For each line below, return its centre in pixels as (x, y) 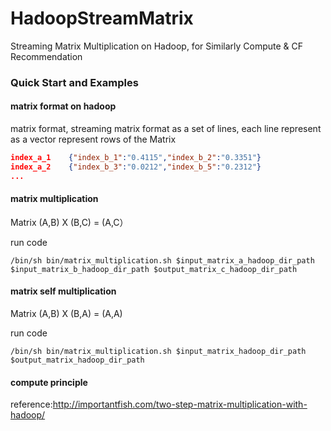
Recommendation (46, 56)
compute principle (49, 382)
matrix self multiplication (63, 291)
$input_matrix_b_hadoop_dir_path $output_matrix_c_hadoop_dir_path (154, 269)
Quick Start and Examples (74, 82)
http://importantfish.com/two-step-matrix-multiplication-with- (180, 404)
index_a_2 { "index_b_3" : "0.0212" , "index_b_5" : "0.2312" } (136, 167)
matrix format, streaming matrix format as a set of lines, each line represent (166, 129)
